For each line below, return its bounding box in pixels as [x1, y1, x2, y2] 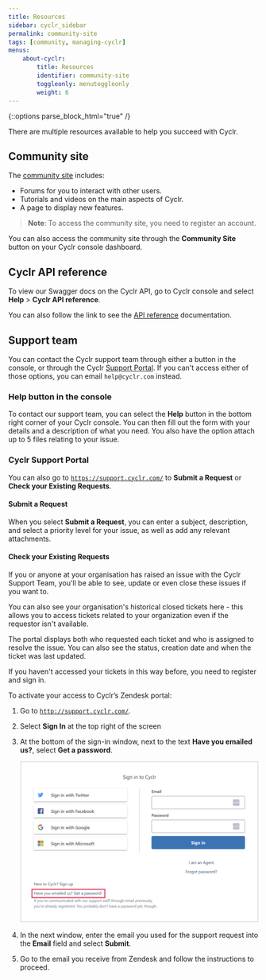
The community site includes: [8, 171, 105, 181]
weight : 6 [37, 88, 69, 96]
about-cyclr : [22, 55, 66, 63]
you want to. [8, 586, 49, 596]
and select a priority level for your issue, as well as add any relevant [8, 525, 230, 535]
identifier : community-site [37, 72, 129, 80]
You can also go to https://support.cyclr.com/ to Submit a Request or [8, 472, 242, 482]
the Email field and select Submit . [19, 939, 132, 948]
